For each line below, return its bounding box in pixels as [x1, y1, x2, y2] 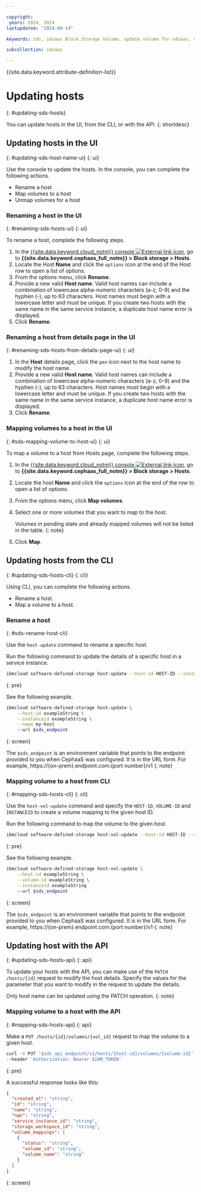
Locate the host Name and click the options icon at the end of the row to [14, 479, 194, 486]
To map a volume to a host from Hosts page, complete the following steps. [6, 449, 190, 456]
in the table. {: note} [14, 527, 64, 534]
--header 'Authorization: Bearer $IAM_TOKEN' [6, 1056, 121, 1062]
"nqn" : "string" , [11, 1112, 55, 1119]
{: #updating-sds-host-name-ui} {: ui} [6, 154, 100, 161]
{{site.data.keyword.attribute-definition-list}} [6, 68, 117, 75]
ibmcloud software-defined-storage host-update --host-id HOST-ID [6, 670, 175, 677]
